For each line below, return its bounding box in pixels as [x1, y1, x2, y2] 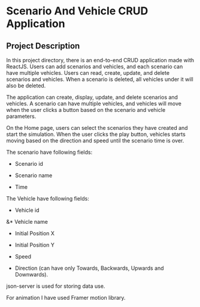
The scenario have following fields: [6, 148, 93, 156]
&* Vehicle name [6, 218, 48, 225]
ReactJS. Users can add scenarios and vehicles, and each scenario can [6, 63, 183, 70]
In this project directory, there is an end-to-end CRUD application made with [6, 57, 195, 63]
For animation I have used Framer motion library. [6, 294, 126, 301]
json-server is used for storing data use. [6, 282, 105, 290]
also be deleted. [6, 82, 46, 89]
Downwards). [14, 271, 49, 278]
